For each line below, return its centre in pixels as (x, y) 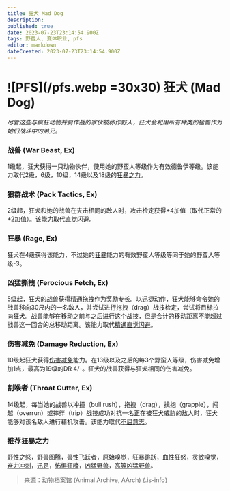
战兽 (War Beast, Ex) (41, 150)
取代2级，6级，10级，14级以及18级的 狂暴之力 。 (80, 175)
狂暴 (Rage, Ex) (32, 239)
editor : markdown (32, 45)
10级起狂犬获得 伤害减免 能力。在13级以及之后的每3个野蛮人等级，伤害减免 (111, 360)
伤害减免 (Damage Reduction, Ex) (63, 344)
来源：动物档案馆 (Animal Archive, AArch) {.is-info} (96, 480)
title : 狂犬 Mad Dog (35, 13)
